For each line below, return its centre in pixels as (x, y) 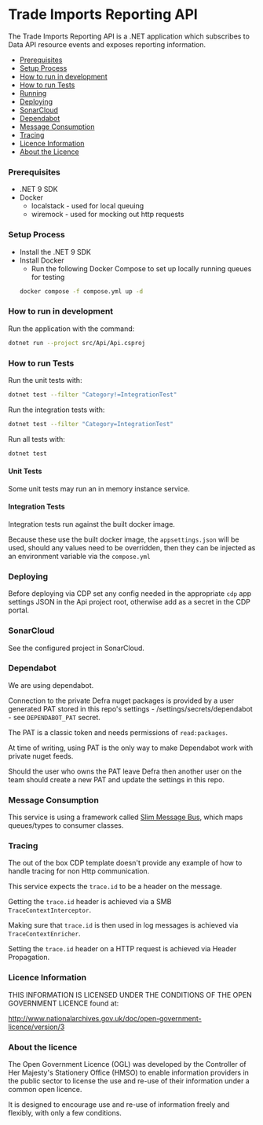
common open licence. (45, 1089)
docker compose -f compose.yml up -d (81, 291)
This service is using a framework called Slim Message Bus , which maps (126, 817)
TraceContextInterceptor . (50, 910)
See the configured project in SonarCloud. (77, 648)
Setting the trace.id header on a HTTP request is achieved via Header (122, 949)
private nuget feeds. (41, 756)
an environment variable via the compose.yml (79, 556)
